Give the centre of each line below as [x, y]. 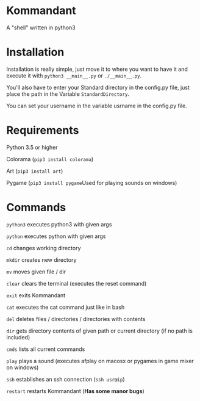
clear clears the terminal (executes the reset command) [77, 283]
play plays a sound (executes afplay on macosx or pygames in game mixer [100, 361]
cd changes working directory [44, 248]
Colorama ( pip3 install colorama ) [50, 159]
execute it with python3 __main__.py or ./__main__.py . [74, 75]
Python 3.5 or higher [32, 147]
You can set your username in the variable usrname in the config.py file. [97, 106]
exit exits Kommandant [36, 295]
